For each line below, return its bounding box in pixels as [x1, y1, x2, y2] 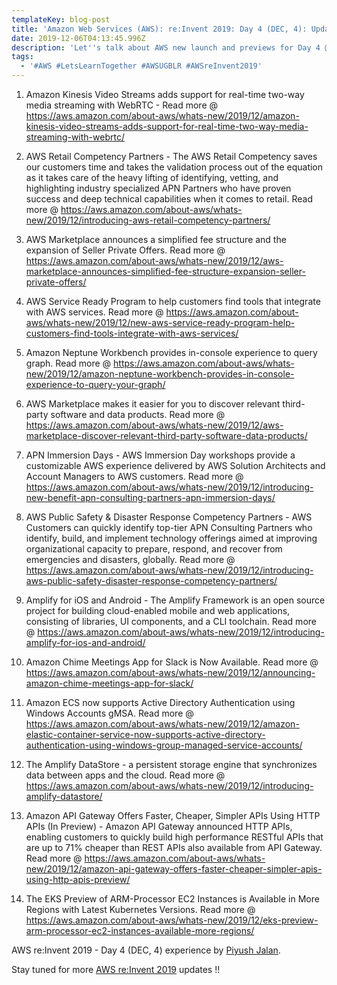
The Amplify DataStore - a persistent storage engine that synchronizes [25, 759, 318, 770]
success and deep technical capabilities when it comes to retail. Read [25, 193, 313, 205]
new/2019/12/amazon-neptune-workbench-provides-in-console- [25, 368, 295, 380]
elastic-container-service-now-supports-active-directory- [25, 729, 266, 740]
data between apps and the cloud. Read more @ [25, 769, 226, 781]
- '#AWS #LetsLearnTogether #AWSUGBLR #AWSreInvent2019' [20, 61, 263, 71]
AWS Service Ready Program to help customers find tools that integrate [25, 296, 321, 307]
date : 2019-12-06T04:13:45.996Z [11, 33, 146, 43]
